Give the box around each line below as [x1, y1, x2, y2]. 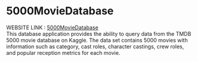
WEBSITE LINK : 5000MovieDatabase [6, 24, 98, 31]
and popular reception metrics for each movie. [6, 49, 121, 56]
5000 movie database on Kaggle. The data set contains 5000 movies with [6, 36, 188, 44]
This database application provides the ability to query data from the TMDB [6, 30, 192, 37]
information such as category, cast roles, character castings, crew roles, [6, 43, 184, 50]
